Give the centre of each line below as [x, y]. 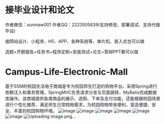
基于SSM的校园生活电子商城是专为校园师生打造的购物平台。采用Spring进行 [81, 86]
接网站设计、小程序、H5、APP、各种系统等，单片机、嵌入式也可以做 [75, 41]
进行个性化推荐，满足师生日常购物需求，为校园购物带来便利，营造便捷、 [78, 104]
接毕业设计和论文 [40, 10]
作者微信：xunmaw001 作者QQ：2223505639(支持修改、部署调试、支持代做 [83, 25]
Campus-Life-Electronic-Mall [66, 72]
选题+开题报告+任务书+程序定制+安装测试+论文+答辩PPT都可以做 [72, 52]
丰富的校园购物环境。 [35, 111]
